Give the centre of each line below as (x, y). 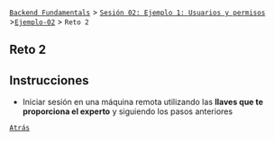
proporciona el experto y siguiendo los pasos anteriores (127, 111)
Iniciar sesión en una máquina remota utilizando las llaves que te (143, 102)
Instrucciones (49, 80)
